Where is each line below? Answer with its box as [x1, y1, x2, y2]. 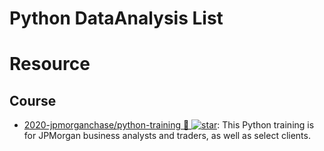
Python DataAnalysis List [9, 7, 224, 30]
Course [9, 92, 57, 109]
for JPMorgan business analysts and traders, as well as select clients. [23, 130, 311, 142]
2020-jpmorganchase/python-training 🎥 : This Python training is [23, 119, 315, 131]
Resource [9, 53, 91, 76]
